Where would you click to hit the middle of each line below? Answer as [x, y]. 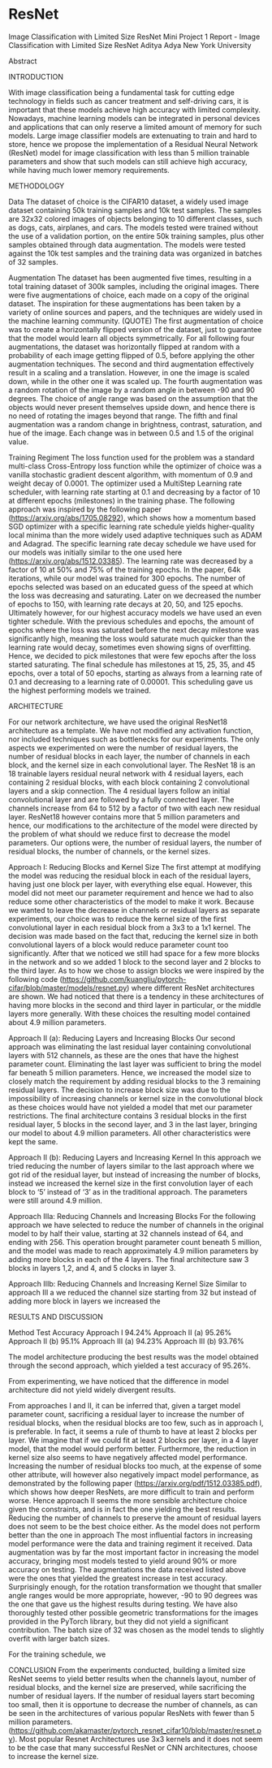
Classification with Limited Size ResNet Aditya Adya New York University [130, 45]
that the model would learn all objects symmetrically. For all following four [132, 338]
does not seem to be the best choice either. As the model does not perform [134, 1526]
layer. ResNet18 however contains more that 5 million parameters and [124, 816]
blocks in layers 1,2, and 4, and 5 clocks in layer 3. [92, 1268]
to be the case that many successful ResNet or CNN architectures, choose [133, 1748]
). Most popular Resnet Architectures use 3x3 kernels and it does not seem [137, 1739]
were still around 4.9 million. [56, 1200]
